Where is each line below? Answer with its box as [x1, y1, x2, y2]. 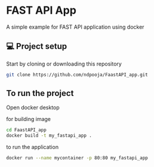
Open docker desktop [6, 104, 60, 111]
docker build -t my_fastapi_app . [6, 132, 93, 139]
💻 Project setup [6, 41, 67, 51]
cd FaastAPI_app [6, 127, 47, 133]
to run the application [6, 144, 58, 151]
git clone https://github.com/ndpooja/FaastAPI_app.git [6, 72, 148, 78]
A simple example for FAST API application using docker [6, 23, 144, 30]
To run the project [6, 88, 74, 98]
